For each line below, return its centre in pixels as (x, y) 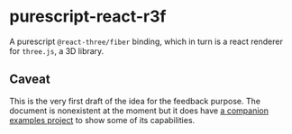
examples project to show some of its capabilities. (102, 120)
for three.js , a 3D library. (57, 50)
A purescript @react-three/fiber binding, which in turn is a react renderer (146, 41)
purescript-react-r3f (88, 17)
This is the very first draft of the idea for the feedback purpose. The (135, 101)
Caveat (30, 80)
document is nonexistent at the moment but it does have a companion (139, 111)
